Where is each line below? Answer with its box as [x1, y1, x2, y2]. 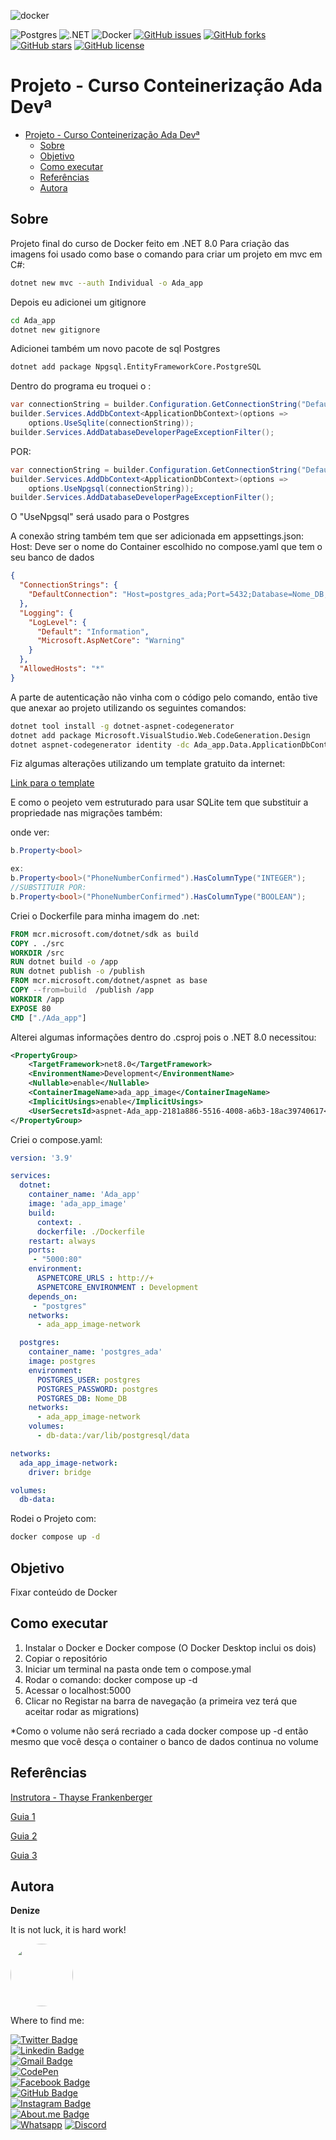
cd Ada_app [10, 315, 56, 325]
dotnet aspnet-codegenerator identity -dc [10, 740, 190, 750]
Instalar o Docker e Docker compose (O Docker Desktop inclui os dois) [24, 1641, 317, 1654]
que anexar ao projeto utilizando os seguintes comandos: [10, 701, 247, 714]
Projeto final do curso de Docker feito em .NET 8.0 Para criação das [10, 237, 290, 249]
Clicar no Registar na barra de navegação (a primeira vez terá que [24, 1695, 298, 1707]
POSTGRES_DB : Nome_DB [36, 1393, 128, 1404]
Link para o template [10, 777, 95, 789]
